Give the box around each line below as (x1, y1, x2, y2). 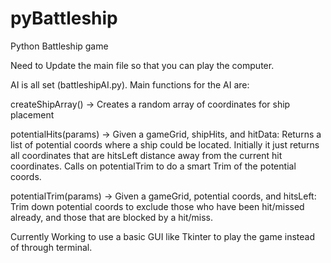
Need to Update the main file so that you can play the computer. (10, 59, 275, 71)
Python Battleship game (10, 40, 109, 52)
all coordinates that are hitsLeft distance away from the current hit (10, 149, 283, 161)
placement (10, 108, 55, 121)
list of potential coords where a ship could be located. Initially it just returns (10, 138, 320, 151)
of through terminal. (10, 241, 93, 253)
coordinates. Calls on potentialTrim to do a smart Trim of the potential (10, 160, 297, 172)
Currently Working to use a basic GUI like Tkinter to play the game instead (10, 230, 315, 242)
